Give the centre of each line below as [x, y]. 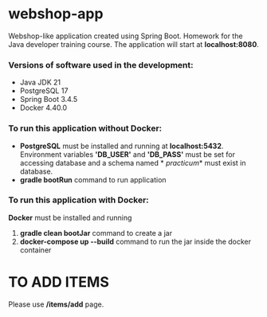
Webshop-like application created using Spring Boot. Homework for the [126, 36]
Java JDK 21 [40, 82]
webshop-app [56, 14]
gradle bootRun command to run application [93, 179]
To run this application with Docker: [79, 200]
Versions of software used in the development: [101, 65]
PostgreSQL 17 [44, 91]
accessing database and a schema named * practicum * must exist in [133, 162]
